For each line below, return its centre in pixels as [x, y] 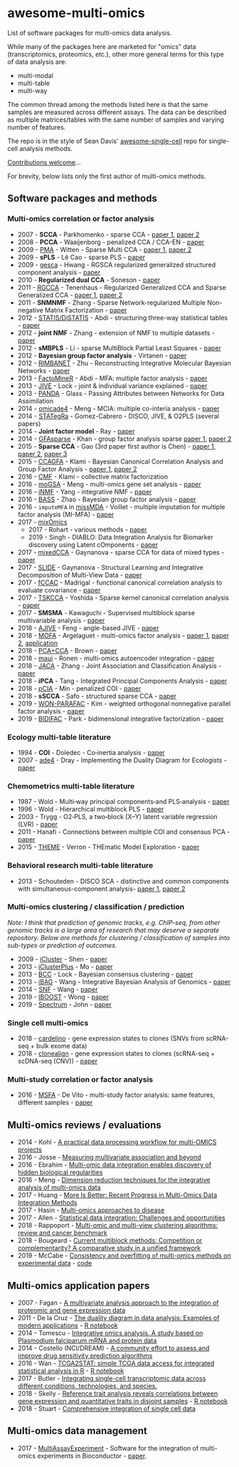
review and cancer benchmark [63, 1233]
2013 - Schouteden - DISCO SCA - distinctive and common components [123, 881]
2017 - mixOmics [42, 522]
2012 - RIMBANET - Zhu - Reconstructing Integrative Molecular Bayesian [124, 363]
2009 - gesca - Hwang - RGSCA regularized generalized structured [117, 264]
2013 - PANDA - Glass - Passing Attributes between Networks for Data [121, 393]
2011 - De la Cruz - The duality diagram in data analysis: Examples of [118, 1318]
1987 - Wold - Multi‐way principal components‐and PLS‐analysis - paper [123, 802]
